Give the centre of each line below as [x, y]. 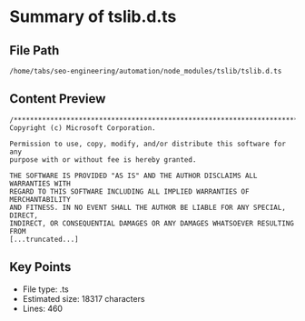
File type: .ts [46, 289]
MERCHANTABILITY [40, 199]
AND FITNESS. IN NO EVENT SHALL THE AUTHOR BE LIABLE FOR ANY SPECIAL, [148, 207]
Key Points [40, 267]
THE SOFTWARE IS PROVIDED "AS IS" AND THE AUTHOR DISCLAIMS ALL [133, 176]
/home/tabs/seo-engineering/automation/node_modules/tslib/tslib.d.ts [146, 71]
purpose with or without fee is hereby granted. [103, 160]
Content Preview [58, 99]
